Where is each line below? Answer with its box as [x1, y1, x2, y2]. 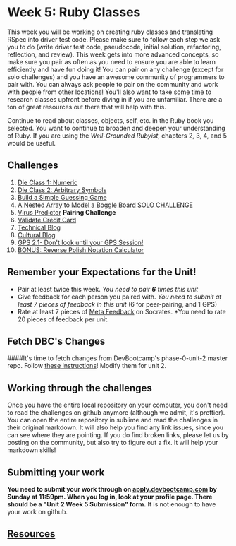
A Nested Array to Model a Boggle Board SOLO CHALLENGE [17, 201, 194, 209]
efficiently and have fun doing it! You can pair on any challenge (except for [7, 65, 224, 73]
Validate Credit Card [17, 215, 76, 224]
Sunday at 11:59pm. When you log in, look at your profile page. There [7, 492, 213, 501]
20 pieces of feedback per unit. [17, 315, 109, 324]
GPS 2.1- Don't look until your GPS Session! [17, 238, 144, 247]
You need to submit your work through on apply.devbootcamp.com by [7, 485, 217, 493]
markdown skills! [7, 446, 56, 454]
